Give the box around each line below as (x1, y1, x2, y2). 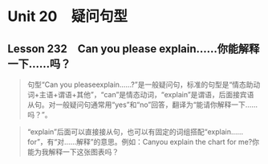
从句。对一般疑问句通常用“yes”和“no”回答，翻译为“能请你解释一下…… (26, 100, 258, 109)
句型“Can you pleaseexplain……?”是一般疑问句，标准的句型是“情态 (26, 80, 246, 89)
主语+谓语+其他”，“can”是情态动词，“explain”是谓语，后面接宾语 (39, 90, 254, 99)
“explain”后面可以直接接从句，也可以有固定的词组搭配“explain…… (26, 127, 244, 137)
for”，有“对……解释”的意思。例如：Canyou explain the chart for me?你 (26, 137, 260, 146)
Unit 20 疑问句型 (7, 7, 128, 26)
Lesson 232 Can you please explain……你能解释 (7, 42, 260, 55)
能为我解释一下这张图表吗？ (26, 147, 120, 157)
